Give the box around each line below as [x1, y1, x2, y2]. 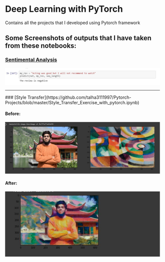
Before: [5, 111, 21, 116]
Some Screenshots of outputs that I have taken [5, 34, 152, 42]
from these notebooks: [5, 42, 77, 50]
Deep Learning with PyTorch [5, 3, 123, 15]
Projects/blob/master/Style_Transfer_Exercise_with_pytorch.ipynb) [5, 99, 139, 105]
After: [5, 180, 18, 186]
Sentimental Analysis [5, 57, 57, 63]
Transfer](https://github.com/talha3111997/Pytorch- [27, 94, 132, 100]
